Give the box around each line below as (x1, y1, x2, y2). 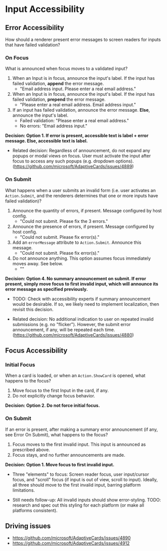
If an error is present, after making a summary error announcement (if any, (5, 426, 158, 432)
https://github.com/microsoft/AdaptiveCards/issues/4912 (12, 540, 130, 547)
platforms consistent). (12, 507, 58, 513)
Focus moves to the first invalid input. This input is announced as (12, 441, 146, 447)
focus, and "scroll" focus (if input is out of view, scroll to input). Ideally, (12, 476, 158, 482)
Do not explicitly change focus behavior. (12, 393, 96, 399)
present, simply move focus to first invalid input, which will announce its (5, 281, 159, 287)
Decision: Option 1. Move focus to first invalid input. (5, 461, 115, 467)
